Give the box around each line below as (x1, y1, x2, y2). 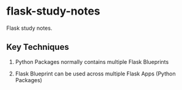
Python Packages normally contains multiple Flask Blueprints (15, 58, 169, 65)
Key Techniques (6, 42, 69, 52)
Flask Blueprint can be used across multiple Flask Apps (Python (15, 70, 176, 77)
